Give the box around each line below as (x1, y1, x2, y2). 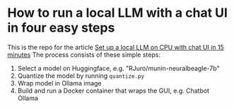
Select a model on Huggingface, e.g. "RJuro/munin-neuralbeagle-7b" (17, 64, 221, 72)
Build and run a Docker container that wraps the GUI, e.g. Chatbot (17, 86, 210, 95)
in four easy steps (7, 20, 115, 36)
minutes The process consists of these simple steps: (7, 50, 161, 59)
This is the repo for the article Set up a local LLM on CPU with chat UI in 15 (7, 43, 224, 51)
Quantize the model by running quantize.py (17, 72, 145, 80)
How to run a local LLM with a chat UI (7, 5, 228, 21)
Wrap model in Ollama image (17, 79, 102, 87)
